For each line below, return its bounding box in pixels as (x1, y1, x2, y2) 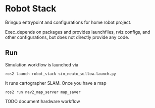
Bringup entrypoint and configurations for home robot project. (5, 19, 132, 25)
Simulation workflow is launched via (5, 61, 79, 67)
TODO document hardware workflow (5, 98, 80, 104)
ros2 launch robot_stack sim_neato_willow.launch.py (5, 71, 116, 76)
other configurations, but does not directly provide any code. (5, 34, 130, 40)
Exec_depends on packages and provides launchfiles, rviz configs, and (5, 29, 151, 35)
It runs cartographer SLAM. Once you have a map (5, 80, 106, 86)
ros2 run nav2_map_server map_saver (5, 90, 81, 95)
